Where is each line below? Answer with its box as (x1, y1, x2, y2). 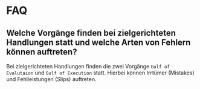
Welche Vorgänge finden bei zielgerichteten (6, 28, 176, 38)
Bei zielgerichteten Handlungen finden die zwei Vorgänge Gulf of (6, 63, 170, 70)
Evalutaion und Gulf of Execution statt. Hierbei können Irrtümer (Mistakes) (6, 69, 195, 76)
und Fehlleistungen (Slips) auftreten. (6, 76, 97, 82)
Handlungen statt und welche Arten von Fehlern (6, 37, 191, 47)
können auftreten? (6, 47, 77, 57)
